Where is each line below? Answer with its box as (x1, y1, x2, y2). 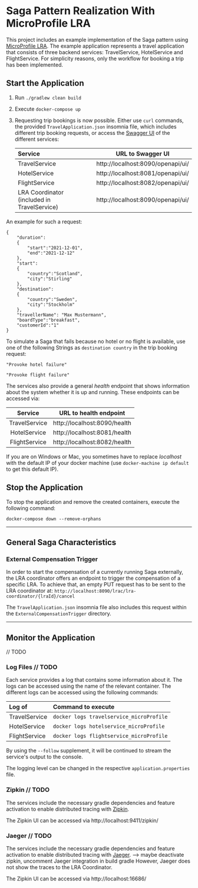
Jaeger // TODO (6, 831, 52, 840)
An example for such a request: (6, 218, 82, 225)
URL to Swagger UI (115, 149, 170, 157)
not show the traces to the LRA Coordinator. (6, 863, 113, 870)
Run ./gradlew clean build (14, 94, 81, 101)
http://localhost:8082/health (52, 438, 131, 446)
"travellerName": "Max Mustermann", (16, 312, 107, 318)
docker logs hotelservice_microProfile (52, 723, 165, 730)
